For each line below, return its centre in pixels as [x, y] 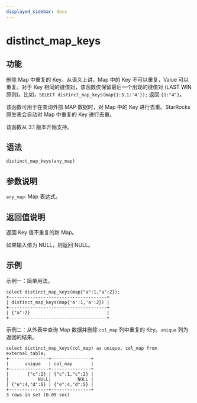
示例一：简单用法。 [30, 281]
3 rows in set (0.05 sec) [38, 395]
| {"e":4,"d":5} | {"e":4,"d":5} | [50, 384]
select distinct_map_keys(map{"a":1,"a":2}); [63, 292]
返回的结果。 [22, 337]
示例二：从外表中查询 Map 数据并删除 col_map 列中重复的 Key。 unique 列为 [97, 330]
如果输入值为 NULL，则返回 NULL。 [50, 245]
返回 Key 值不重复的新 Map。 [42, 232]
